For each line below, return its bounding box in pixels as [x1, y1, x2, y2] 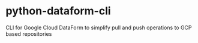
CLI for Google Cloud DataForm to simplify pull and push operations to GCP [5, 24, 193, 31]
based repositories [5, 30, 52, 37]
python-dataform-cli [5, 4, 112, 18]
